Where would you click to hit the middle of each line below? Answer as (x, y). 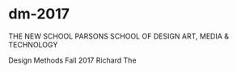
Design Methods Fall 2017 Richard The (72, 60)
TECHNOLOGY (33, 44)
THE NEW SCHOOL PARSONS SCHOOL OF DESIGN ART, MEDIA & (118, 36)
